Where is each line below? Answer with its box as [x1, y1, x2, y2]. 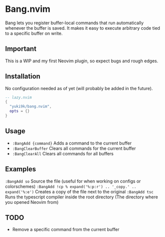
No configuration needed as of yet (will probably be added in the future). [5, 85, 153, 91]
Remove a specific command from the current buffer [12, 227, 120, 233]
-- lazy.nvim [5, 95, 32, 100]
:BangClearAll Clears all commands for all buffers [12, 150, 114, 156]
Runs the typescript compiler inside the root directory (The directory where [5, 194, 158, 200]
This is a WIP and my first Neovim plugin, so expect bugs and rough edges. [5, 58, 159, 64]
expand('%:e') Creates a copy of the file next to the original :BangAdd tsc [5, 189, 154, 194]
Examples [5, 165, 36, 174]
